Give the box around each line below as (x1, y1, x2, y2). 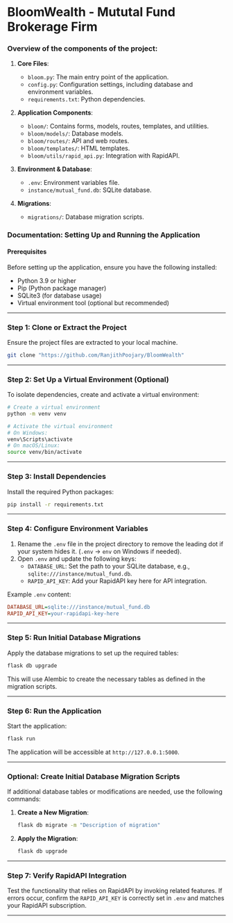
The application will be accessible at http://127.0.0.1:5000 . (7, 748, 180, 756)
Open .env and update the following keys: (17, 554, 137, 563)
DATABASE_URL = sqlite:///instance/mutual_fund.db (7, 603, 150, 610)
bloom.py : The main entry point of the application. (27, 73, 169, 81)
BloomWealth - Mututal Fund (7, 4, 175, 20)
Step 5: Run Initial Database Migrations (7, 633, 141, 643)
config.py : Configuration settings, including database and (27, 81, 193, 89)
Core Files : (17, 60, 49, 68)
